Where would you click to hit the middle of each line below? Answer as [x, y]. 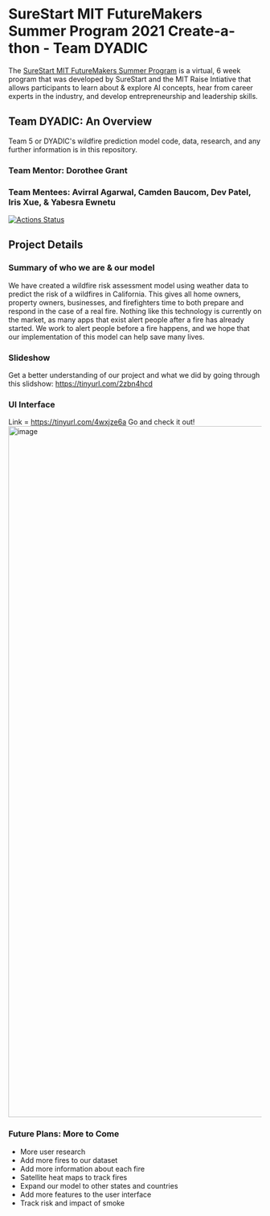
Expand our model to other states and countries [99, 1185]
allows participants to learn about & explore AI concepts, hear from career [131, 87]
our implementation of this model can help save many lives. [106, 337]
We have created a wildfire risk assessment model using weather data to [129, 285]
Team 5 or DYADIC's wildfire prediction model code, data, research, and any [135, 141]
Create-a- [201, 31]
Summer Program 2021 [86, 31]
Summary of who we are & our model [82, 268]
